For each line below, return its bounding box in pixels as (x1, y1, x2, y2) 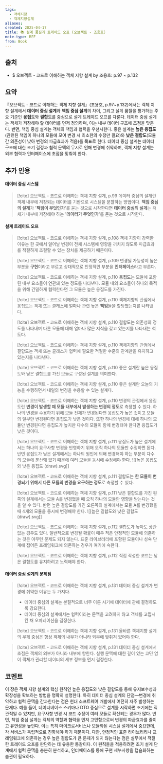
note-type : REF (5, 35, 36, 40)
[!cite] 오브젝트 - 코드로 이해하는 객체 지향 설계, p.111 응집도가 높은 (17, 439, 143, 445)
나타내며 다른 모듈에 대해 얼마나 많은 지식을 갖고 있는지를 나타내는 (26, 326, 151, 332)
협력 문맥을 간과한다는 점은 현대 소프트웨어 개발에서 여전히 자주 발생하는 (18, 698, 155, 704)
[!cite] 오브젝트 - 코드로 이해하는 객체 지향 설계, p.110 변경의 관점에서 (17, 398, 148, 404)
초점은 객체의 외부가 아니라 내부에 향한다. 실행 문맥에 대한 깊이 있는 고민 (17, 651, 153, 656)
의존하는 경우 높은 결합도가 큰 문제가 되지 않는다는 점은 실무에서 (26, 735, 147, 741)
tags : (5, 7, 16, 12)
